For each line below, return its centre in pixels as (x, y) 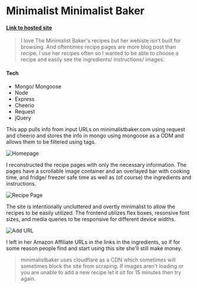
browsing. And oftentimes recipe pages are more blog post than (98, 47)
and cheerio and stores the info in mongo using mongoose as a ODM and (95, 135)
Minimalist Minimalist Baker (75, 11)
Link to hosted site (29, 27)
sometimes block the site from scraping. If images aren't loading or (102, 266)
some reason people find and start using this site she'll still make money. (94, 248)
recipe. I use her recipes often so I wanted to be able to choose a (99, 53)
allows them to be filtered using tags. (51, 142)
